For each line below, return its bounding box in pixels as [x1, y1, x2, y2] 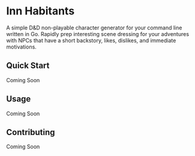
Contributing [6, 127, 55, 137]
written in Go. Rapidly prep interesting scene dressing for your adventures [6, 30, 190, 37]
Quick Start [6, 61, 50, 71]
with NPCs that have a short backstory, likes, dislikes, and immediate [6, 37, 176, 44]
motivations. [6, 43, 37, 50]
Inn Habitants [6, 4, 75, 18]
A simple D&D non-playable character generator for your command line [6, 24, 182, 31]
